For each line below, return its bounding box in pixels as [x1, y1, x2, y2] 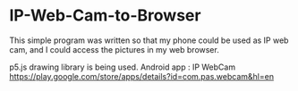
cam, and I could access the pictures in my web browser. [9, 44, 219, 54]
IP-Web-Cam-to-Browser [9, 5, 201, 26]
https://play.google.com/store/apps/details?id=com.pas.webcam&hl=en [9, 70, 275, 81]
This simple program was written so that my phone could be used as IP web [9, 35, 289, 45]
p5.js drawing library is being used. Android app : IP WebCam [9, 62, 235, 72]
